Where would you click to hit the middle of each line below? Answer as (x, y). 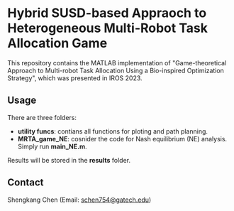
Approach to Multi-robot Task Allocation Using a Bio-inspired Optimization (116, 70)
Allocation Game (57, 43)
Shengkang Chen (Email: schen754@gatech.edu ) (79, 200)
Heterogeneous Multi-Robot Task (107, 28)
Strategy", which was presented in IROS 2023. (75, 78)
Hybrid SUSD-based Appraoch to (107, 13)
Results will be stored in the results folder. (69, 160)
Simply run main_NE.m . (52, 146)
